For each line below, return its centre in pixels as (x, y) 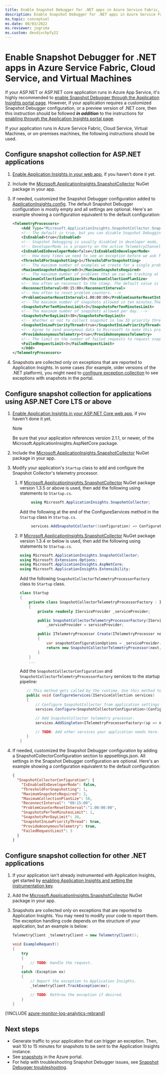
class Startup (34, 593)
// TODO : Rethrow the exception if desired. (77, 995)
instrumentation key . (33, 886)
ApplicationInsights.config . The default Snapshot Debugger (73, 204)
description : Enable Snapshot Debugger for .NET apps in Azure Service (80, 14)
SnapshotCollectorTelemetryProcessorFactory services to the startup (90, 676)
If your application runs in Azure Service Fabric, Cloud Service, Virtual (76, 128)
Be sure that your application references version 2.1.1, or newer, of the (83, 438)
